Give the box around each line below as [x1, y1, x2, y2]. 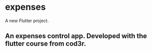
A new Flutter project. [5, 18, 49, 24]
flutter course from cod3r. [5, 40, 86, 48]
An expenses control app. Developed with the [5, 32, 147, 40]
